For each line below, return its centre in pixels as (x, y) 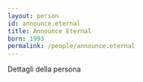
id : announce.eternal (44, 24)
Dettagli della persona (44, 69)
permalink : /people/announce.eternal (71, 46)
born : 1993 (26, 39)
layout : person (33, 16)
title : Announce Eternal (50, 31)
